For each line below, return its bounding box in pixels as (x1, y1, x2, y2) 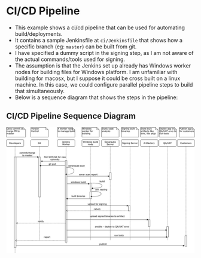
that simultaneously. (14, 87, 65, 94)
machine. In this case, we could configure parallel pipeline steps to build (14, 81, 193, 88)
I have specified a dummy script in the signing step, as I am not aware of (14, 49, 194, 56)
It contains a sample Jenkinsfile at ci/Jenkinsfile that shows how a (14, 36, 183, 44)
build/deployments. (14, 30, 63, 37)
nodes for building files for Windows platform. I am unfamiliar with (14, 68, 178, 75)
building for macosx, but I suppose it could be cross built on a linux (14, 75, 181, 82)
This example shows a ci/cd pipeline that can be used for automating (14, 24, 185, 31)
